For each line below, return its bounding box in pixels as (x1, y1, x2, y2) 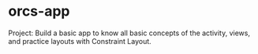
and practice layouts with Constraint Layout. (8, 36, 151, 45)
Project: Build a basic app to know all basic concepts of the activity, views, (8, 28, 251, 38)
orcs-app (8, 2, 70, 20)
